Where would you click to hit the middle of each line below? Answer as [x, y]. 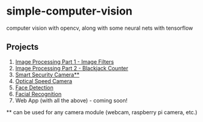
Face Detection [34, 87]
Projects [23, 47]
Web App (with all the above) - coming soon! [71, 100]
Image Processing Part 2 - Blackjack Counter [72, 68]
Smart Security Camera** [47, 75]
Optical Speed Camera [44, 81]
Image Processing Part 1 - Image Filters [64, 61]
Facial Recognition [38, 94]
